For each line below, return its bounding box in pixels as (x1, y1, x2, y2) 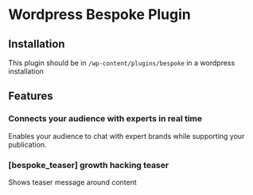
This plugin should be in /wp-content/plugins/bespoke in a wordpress (8, 58, 235, 67)
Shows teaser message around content (8, 177, 137, 187)
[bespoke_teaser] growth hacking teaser (8, 159, 169, 170)
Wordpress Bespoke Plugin (8, 6, 191, 24)
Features (8, 90, 53, 103)
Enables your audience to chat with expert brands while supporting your (8, 131, 245, 140)
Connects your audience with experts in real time (8, 113, 203, 124)
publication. (8, 140, 47, 149)
